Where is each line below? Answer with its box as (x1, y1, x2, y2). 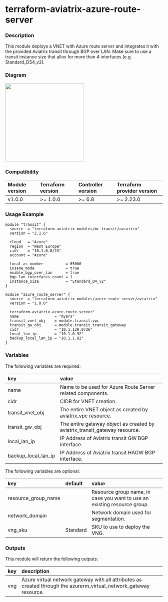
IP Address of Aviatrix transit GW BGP (59, 435, 148, 442)
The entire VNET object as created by (59, 406, 148, 413)
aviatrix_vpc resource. (59, 412, 111, 419)
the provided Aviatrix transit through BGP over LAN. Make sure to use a (5, 48, 151, 54)
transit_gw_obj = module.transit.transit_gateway (9, 323, 126, 328)
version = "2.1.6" (9, 231, 48, 236)
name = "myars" (9, 314, 75, 319)
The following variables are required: (5, 363, 81, 369)
